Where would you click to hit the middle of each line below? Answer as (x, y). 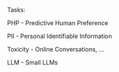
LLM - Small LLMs (32, 62)
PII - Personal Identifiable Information (59, 36)
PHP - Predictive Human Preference (58, 23)
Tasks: (16, 10)
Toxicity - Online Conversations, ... (56, 49)
